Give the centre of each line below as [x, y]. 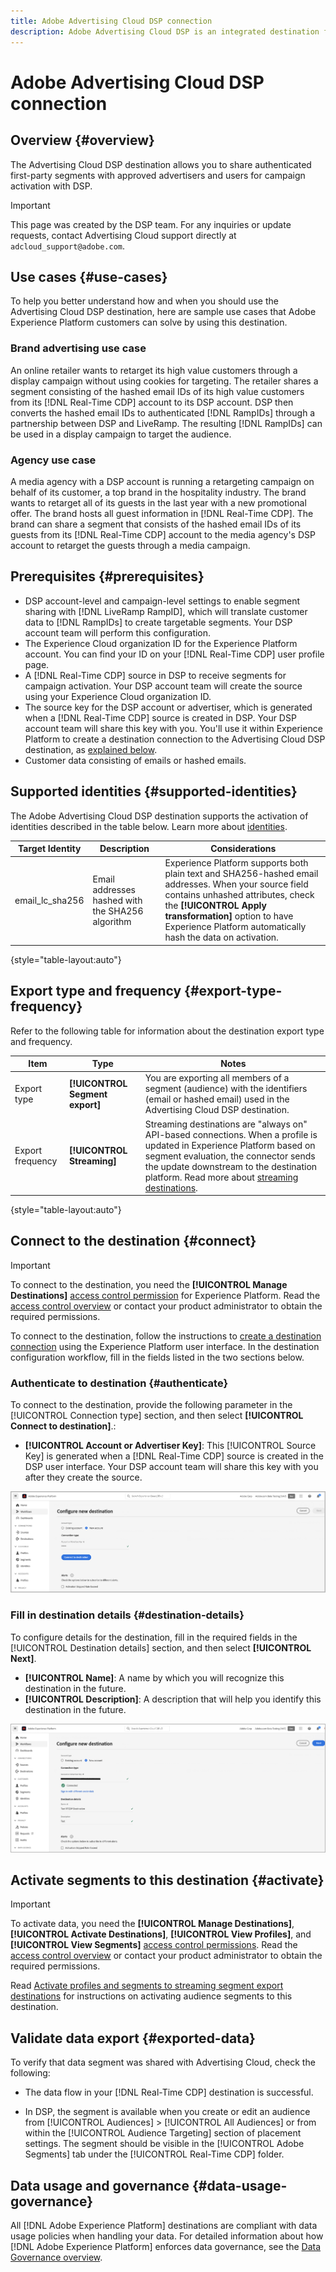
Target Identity [49, 849]
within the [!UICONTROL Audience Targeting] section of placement [163, 2133]
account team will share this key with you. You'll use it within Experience [173, 728]
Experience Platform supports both [236, 863]
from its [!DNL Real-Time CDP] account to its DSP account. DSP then [152, 402]
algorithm [112, 921]
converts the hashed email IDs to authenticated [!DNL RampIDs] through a [163, 412]
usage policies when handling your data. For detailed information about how [167, 2236]
